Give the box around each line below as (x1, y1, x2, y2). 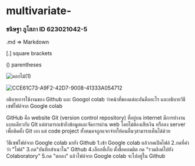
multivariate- (6, 4, 72, 18)
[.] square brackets (6, 50, 52, 57)
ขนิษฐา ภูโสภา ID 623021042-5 (6, 25, 88, 34)
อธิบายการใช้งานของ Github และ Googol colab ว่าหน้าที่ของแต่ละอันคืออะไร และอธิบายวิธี (6, 96, 186, 103)
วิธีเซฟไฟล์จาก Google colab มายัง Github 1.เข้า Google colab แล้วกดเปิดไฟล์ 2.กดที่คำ (6, 140, 190, 147)
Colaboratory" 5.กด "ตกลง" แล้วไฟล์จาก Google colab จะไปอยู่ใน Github (6, 152, 166, 160)
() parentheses (6, 61, 42, 68)
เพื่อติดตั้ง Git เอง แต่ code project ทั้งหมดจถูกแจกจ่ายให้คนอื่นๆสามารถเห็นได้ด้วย (6, 128, 171, 135)
